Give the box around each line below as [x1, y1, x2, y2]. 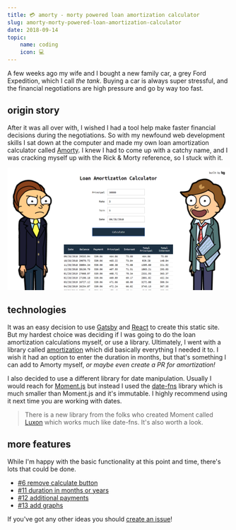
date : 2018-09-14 [7, 26, 59, 33]
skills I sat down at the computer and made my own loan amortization [7, 138, 210, 146]
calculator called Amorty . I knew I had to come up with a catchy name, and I [7, 146, 228, 154]
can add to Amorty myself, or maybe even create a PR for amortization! [7, 360, 216, 369]
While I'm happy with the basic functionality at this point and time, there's [7, 457, 221, 466]
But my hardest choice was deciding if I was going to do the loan [7, 330, 196, 339]
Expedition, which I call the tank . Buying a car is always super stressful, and [7, 76, 228, 85]
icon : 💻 [20, 49, 45, 56]
